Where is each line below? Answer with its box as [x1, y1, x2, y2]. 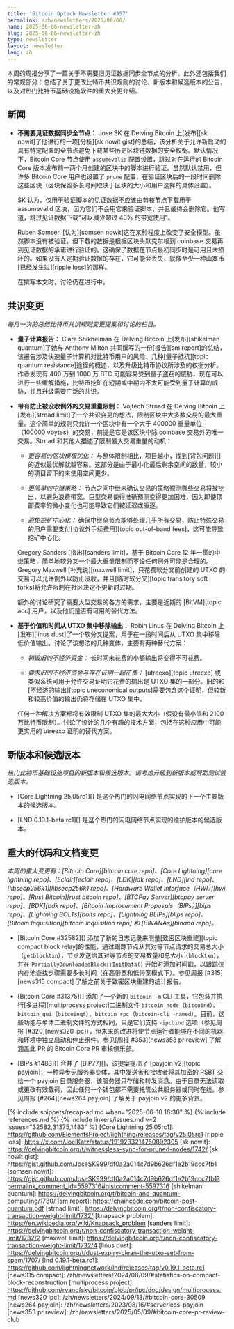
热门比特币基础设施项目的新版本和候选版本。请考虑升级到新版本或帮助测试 [7, 769, 220, 777]
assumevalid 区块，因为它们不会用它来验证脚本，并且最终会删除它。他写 [17, 204, 226, 213]
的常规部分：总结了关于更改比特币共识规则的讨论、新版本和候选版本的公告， [7, 77, 226, 86]
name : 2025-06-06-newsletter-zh [7, 23, 101, 30]
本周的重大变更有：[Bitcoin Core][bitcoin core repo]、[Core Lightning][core [7, 867, 222, 875]
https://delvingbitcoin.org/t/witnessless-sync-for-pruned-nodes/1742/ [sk [7, 1145, 219, 1153]
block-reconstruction [7, 1278, 67, 1286]
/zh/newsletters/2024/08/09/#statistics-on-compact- [67, 1271, 221, 1280]
